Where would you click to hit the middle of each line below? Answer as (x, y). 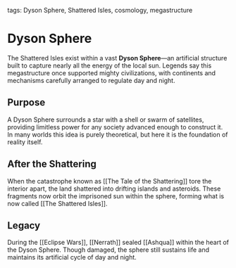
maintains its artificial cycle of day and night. (72, 257)
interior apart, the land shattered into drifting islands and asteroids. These (114, 189)
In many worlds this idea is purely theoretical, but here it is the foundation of (118, 134)
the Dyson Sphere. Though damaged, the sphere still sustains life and (108, 250)
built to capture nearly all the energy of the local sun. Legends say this (110, 65)
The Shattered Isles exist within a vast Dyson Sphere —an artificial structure (117, 58)
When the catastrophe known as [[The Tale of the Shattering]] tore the (110, 181)
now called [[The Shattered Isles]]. (57, 203)
